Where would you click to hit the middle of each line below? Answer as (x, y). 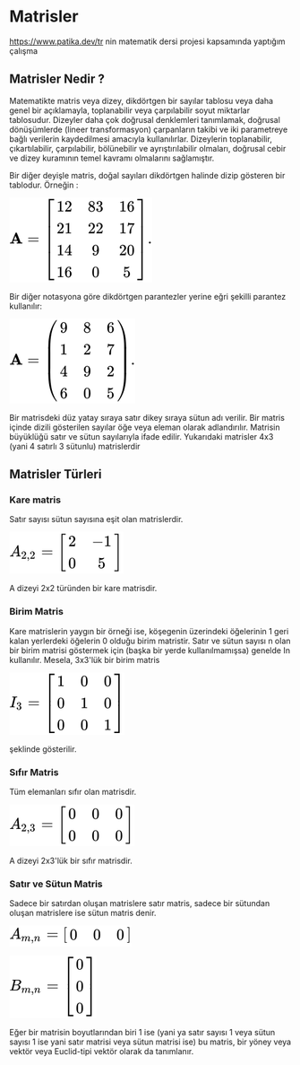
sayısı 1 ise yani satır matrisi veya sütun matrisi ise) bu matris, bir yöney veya (150, 1042)
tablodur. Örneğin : (44, 185)
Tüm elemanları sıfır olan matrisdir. (73, 792)
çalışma (24, 50)
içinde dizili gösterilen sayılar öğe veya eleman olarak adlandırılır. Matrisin (145, 427)
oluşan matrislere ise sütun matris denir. (83, 913)
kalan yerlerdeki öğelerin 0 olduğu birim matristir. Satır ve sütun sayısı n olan (150, 641)
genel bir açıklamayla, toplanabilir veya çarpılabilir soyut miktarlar (130, 110)
